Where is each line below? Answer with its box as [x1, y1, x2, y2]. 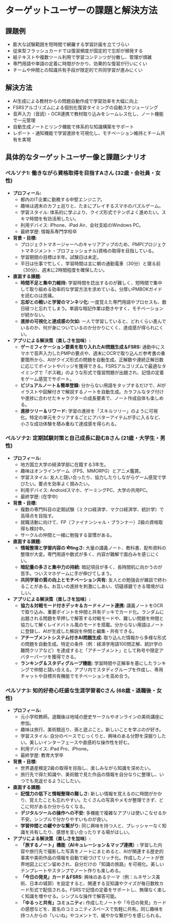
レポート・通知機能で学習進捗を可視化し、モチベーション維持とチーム [12, 130, 161, 136]
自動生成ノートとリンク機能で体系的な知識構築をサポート [12, 124, 134, 130]
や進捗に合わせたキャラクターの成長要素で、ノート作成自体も [20, 395, 150, 401]
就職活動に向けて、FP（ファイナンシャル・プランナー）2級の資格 [20, 519, 159, 525]
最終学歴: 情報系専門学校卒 [20, 228, 77, 234]
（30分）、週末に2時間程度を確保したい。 [20, 267, 107, 273]
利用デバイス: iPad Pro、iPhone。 [20, 746, 91, 752]
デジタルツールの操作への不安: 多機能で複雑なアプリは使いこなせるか [20, 810, 167, 816]
